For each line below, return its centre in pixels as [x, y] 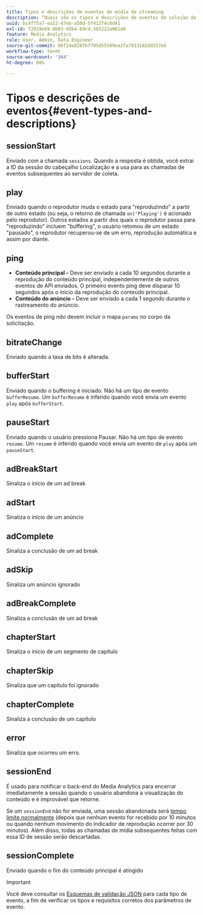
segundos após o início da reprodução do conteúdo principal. [92, 292]
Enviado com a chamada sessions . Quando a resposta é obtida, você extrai [100, 161]
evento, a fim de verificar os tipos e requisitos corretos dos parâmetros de [99, 900]
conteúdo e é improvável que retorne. [53, 799]
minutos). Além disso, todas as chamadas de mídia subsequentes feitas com [102, 830]
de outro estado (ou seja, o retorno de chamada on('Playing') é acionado [99, 213]
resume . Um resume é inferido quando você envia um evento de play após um [102, 444]
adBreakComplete [41, 604]
